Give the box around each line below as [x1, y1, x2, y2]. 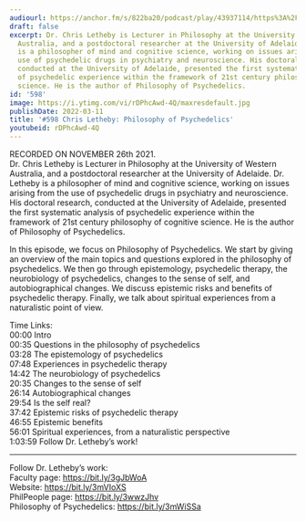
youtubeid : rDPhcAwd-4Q [9, 124, 100, 133]
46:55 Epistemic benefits [9, 417, 103, 427]
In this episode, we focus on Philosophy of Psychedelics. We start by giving [9, 244, 293, 255]
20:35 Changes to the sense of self [9, 378, 142, 389]
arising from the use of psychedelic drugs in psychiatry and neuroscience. [9, 188, 289, 198]
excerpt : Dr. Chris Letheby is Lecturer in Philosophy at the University [9, 30, 296, 39]
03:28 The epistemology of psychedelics [9, 349, 164, 359]
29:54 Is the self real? [9, 398, 91, 408]
